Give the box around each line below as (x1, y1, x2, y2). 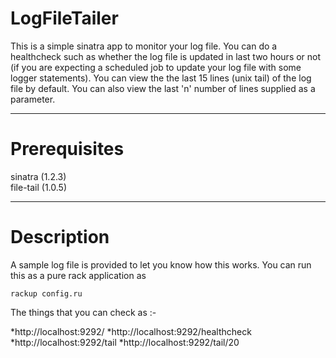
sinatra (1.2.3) (10, 170, 67, 182)
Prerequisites (10, 138, 125, 161)
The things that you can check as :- (10, 306, 157, 318)
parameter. (10, 93, 56, 105)
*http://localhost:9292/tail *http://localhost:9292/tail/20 (10, 336, 240, 348)
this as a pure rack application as (10, 269, 147, 281)
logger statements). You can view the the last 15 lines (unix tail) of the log (10, 72, 312, 84)
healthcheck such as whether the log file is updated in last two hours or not (10, 50, 322, 62)
